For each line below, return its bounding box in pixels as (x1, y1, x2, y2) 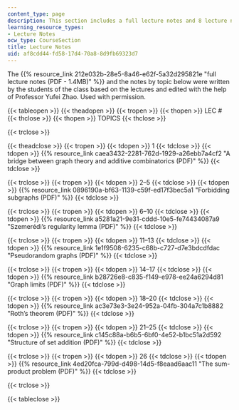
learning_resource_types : (7, 24, 84, 31)
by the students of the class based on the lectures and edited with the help (7, 85, 227, 93)
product (7, 367, 31, 375)
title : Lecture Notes (7, 43, 72, 51)
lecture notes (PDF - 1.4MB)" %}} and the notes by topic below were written (7, 77, 230, 86)
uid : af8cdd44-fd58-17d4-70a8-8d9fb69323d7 (7, 51, 139, 58)
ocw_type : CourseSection (7, 37, 81, 44)
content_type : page (7, 10, 65, 18)
